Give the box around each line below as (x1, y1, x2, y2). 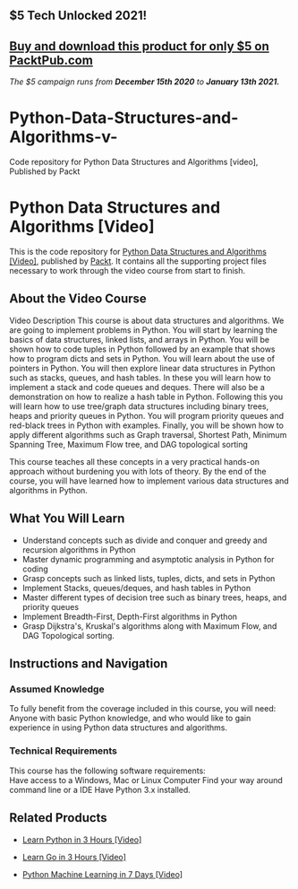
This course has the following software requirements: (9, 765, 206, 776)
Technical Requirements (9, 745, 118, 757)
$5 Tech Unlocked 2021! (9, 8, 148, 23)
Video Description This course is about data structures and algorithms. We (9, 315, 285, 326)
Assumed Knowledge (9, 683, 105, 695)
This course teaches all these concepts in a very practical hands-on (9, 456, 260, 466)
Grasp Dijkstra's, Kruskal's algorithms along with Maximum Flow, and (21, 620, 277, 632)
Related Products (9, 810, 107, 825)
